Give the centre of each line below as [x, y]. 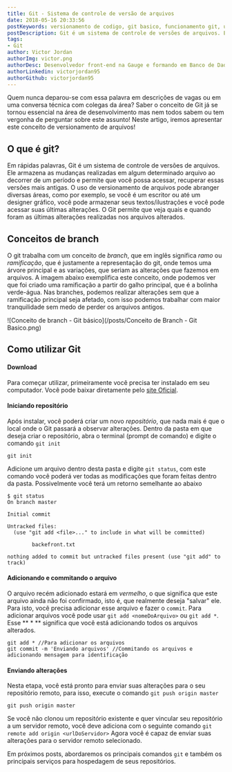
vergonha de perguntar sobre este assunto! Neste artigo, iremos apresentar [115, 120]
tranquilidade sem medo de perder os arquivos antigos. [86, 307]
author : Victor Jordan [40, 53]
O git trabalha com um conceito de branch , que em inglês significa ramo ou [115, 255]
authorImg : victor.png [40, 59]
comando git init [34, 443]
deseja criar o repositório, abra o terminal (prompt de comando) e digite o [112, 436]
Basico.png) [24, 327]
